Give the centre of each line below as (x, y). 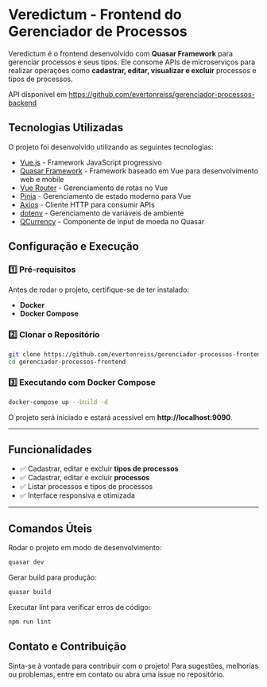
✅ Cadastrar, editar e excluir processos (85, 478)
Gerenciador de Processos (98, 31)
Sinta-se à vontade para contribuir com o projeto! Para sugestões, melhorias (133, 666)
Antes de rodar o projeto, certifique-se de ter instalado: (99, 290)
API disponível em (38, 94)
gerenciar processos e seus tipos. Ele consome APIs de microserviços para (132, 62)
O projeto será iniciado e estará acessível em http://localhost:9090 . (120, 417)
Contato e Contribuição (68, 647)
